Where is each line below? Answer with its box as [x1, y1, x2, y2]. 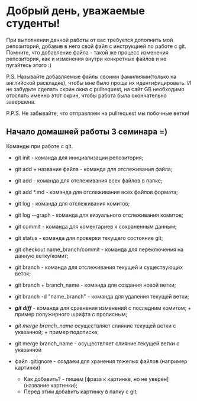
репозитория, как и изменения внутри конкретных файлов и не [6, 55, 167, 62]
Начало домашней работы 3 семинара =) [6, 127, 168, 137]
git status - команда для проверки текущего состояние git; [14, 234, 163, 241]
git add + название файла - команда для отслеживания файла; [14, 165, 173, 172]
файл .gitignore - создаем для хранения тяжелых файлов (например [14, 357, 188, 365]
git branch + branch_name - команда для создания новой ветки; [14, 281, 176, 288]
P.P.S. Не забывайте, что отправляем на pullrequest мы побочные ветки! [6, 110, 190, 117]
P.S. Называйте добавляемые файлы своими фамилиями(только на [6, 73, 177, 80]
